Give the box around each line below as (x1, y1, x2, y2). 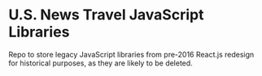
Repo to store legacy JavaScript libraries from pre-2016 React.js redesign (8, 49, 255, 59)
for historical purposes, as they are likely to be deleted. (8, 58, 193, 68)
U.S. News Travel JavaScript (8, 6, 204, 24)
